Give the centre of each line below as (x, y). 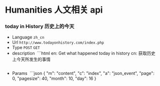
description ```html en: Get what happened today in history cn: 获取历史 (84, 53)
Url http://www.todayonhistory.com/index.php (58, 42)
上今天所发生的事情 (31, 59)
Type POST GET (26, 48)
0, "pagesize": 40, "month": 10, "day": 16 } (54, 79)
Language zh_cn (28, 37)
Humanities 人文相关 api (54, 10)
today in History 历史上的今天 (40, 26)
